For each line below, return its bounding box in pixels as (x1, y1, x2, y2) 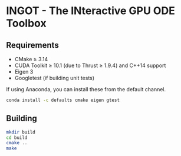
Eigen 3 (14, 68, 34, 75)
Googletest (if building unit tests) (14, 75, 95, 81)
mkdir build (6, 129, 35, 135)
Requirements (6, 40, 59, 50)
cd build (6, 134, 28, 141)
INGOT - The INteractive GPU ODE (6, 4, 175, 18)
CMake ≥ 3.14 (14, 56, 48, 62)
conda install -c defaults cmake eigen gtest (6, 97, 120, 103)
